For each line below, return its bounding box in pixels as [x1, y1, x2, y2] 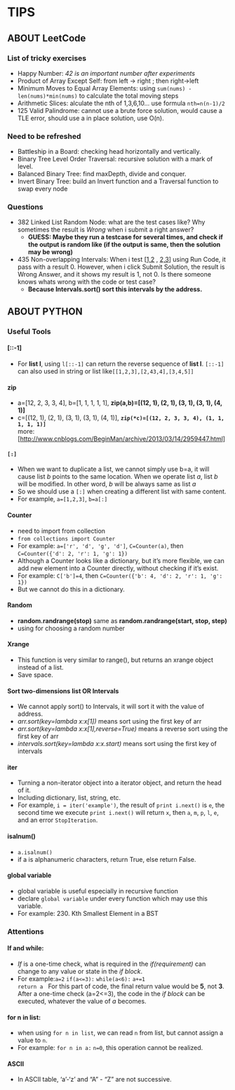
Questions [7, 202, 43, 212]
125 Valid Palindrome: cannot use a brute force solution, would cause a [17, 106, 223, 114]
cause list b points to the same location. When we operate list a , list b [17, 472, 219, 481]
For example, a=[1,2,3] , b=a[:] [17, 495, 108, 503]
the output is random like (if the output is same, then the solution [27, 240, 221, 249]
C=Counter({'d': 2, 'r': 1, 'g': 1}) [17, 550, 128, 557]
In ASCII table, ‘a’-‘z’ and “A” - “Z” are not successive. [17, 1075, 172, 1084]
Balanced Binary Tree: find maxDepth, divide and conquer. [17, 170, 187, 178]
